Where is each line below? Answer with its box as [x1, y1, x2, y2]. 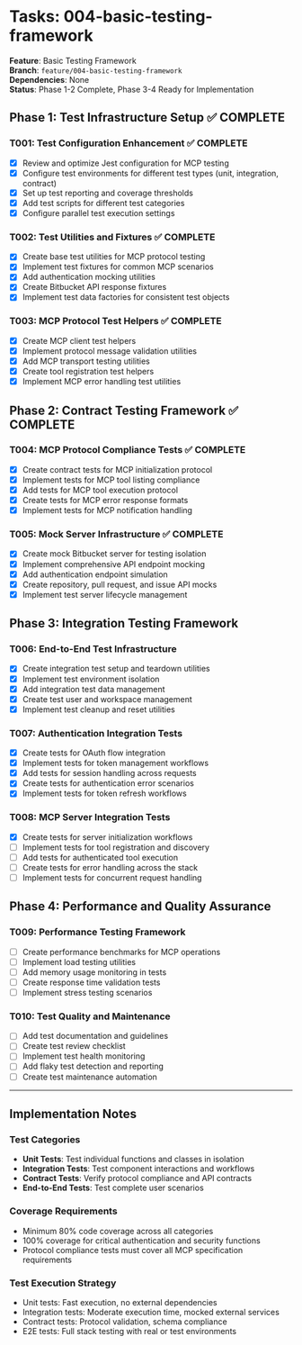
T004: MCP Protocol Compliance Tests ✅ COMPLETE [9, 444, 246, 456]
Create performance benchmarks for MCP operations [22, 946, 221, 957]
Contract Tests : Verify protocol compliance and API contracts [22, 1173, 253, 1184]
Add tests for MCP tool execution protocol [22, 484, 178, 495]
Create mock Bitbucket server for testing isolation [22, 548, 207, 559]
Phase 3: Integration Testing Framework [9, 616, 239, 631]
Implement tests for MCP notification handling [22, 505, 193, 516]
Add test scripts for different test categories [22, 197, 185, 208]
